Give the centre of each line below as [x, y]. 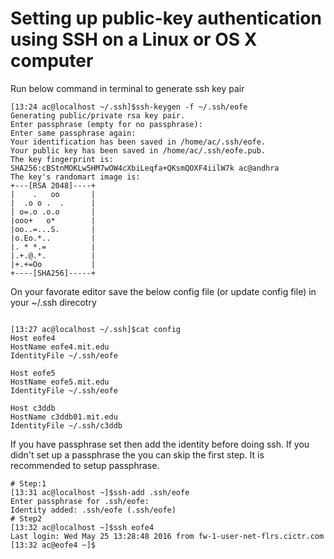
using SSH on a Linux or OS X [134, 39]
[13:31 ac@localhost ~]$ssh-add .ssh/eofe [100, 492]
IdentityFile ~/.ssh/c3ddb [66, 425]
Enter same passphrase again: [73, 133]
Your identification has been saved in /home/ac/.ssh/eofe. [138, 142]
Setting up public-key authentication [166, 18]
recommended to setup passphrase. [85, 465]
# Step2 [26, 518]
